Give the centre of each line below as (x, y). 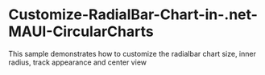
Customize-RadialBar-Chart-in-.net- (133, 15)
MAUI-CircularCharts (81, 32)
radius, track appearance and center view (78, 62)
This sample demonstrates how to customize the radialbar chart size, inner (132, 53)
